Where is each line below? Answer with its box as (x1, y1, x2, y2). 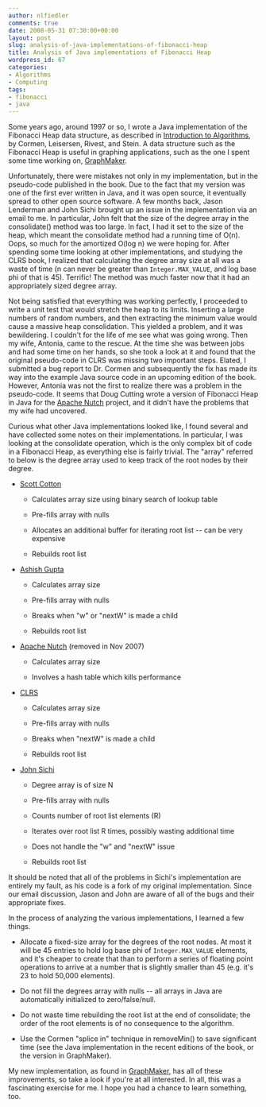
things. (8, 922, 31, 931)
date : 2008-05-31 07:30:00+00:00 (8, 26, 119, 34)
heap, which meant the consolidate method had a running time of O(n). (8, 230, 241, 240)
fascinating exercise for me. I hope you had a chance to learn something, (8, 1083, 248, 1093)
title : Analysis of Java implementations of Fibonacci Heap (8, 48, 212, 56)
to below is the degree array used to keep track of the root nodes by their (8, 455, 249, 465)
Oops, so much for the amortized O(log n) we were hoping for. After (8, 239, 230, 249)
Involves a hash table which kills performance (31, 672, 182, 682)
